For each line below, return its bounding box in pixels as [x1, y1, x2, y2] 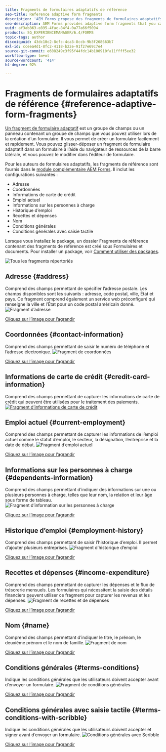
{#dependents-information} [5, 473, 93, 482]
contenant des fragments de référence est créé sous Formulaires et [5, 243, 143, 250]
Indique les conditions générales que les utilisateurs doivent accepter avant [5, 676, 159, 682]
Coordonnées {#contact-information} [5, 331, 124, 339]
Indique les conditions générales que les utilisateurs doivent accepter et [5, 727, 152, 733]
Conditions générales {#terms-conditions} [5, 663, 140, 672]
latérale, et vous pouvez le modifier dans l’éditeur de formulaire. [5, 152, 135, 158]
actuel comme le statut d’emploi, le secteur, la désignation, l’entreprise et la [5, 437, 158, 443]
